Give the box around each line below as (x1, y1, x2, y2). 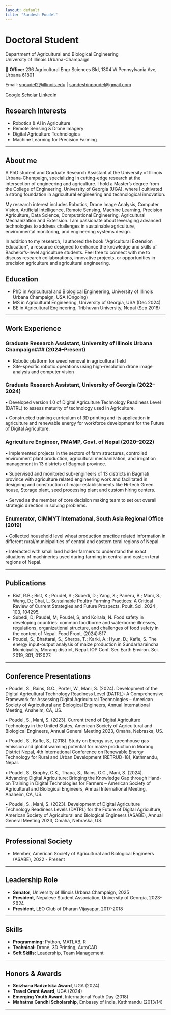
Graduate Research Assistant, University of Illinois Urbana (5, 340, 153, 347)
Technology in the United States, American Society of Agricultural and (5, 723, 153, 729)
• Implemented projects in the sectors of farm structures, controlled (5, 450, 148, 456)
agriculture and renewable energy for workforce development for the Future (5, 420, 164, 426)
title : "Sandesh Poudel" (5, 12, 58, 17)
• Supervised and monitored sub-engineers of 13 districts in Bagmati (5, 471, 150, 477)
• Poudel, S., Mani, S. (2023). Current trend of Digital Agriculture (5, 717, 141, 724)
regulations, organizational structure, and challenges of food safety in (12, 625, 159, 631)
